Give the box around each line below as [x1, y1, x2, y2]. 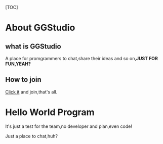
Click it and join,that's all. [5, 88, 58, 95]
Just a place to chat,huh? [5, 133, 58, 139]
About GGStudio [5, 22, 75, 33]
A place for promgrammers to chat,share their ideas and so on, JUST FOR [5, 56, 158, 61]
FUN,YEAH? [5, 61, 31, 67]
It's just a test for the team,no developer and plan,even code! [5, 123, 133, 129]
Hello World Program [5, 107, 95, 118]
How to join [5, 75, 42, 84]
